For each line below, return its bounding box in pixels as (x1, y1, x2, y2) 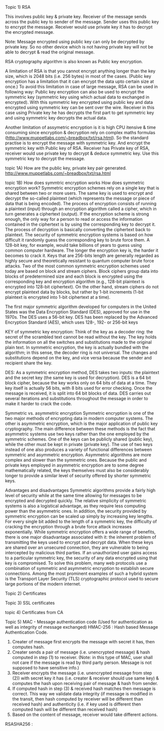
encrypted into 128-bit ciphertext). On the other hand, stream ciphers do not (5, 284, 159, 289)
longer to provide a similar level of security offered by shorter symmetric (5, 472, 151, 478)
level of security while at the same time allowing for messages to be (5, 493, 142, 498)
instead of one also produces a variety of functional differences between (5, 447, 152, 452)
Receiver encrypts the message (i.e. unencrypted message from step (12, 670, 152, 676)
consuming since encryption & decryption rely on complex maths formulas (5, 130, 156, 135)
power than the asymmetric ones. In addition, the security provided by (5, 508, 147, 514)
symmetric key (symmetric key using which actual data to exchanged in (5, 94, 150, 100)
